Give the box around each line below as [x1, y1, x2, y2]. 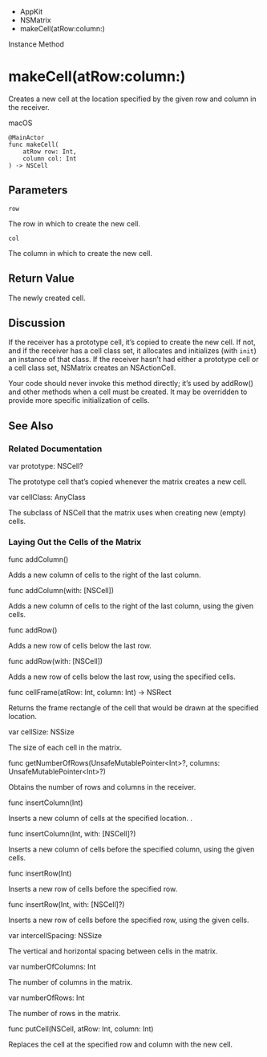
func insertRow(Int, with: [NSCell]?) [8, 900, 125, 909]
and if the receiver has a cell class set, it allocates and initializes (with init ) [8, 346, 257, 356]
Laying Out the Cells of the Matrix [8, 536, 142, 547]
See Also [8, 419, 54, 433]
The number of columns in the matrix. [8, 978, 133, 987]
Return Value [8, 272, 75, 286]
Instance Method [8, 39, 64, 49]
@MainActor [8, 133, 45, 141]
